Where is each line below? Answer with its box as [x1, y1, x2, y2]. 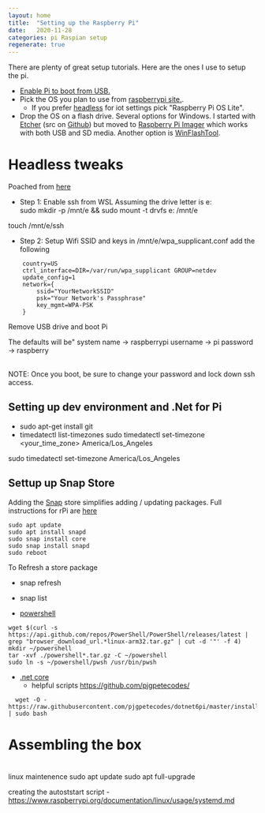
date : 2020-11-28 [8, 26, 73, 34]
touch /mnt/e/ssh [8, 221, 65, 230]
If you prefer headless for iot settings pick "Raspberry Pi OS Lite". [31, 103, 244, 113]
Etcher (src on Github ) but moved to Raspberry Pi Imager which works [19, 120, 248, 129]
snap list [19, 593, 47, 602]
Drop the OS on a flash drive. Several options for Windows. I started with [19, 111, 256, 121]
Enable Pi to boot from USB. [19, 86, 110, 96]
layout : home [8, 11, 51, 20]
